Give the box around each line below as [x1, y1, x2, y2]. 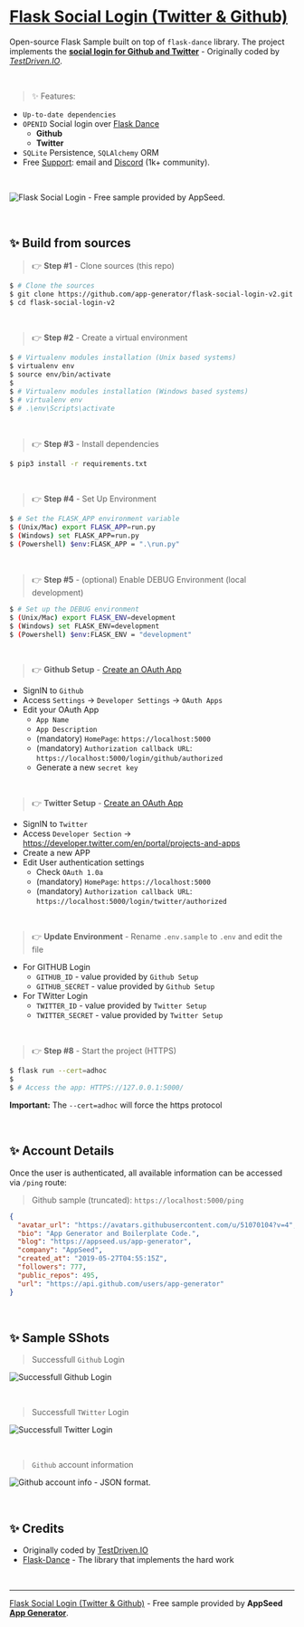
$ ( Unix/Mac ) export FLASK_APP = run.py [9, 523, 156, 532]
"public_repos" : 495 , [17, 1270, 100, 1280]
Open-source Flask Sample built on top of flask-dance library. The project [9, 36, 285, 47]
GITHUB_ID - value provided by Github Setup [35, 971, 199, 983]
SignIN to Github [22, 685, 84, 696]
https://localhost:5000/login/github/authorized [35, 754, 223, 764]
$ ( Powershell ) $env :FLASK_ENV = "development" [9, 630, 193, 639]
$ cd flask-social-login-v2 [9, 298, 116, 307]
